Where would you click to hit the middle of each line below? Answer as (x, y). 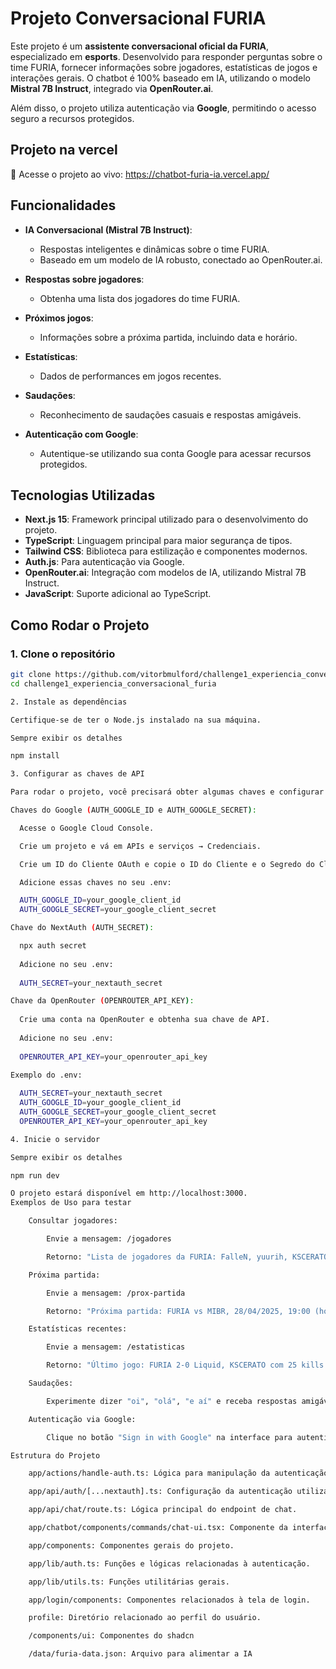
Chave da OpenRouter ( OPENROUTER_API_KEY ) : (102, 1001)
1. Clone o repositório (63, 654)
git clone (31, 675)
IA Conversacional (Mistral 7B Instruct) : (108, 229)
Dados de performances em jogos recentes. (130, 376)
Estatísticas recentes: (78, 1329)
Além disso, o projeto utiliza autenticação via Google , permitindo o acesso (163, 108)
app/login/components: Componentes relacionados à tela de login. (169, 1600)
